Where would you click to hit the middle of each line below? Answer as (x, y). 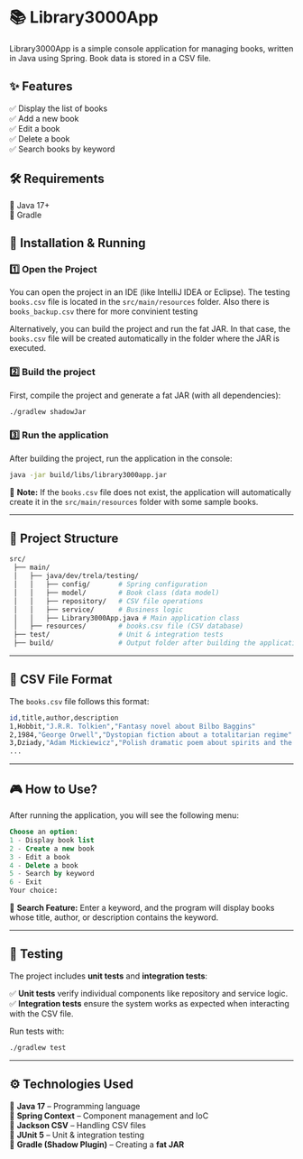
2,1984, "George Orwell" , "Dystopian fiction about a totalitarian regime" (151, 735)
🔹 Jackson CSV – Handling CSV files (78, 1125)
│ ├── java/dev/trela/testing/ (76, 576)
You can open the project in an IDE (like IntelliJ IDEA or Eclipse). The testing (150, 292)
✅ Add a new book (44, 118)
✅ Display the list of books (59, 108)
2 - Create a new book (52, 849)
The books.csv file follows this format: (79, 701)
